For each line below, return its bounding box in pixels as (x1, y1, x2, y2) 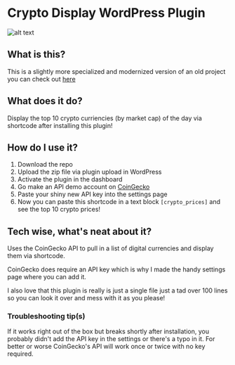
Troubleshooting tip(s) (7, 312, 86, 321)
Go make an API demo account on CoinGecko (17, 183, 150, 191)
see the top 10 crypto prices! (17, 205, 100, 214)
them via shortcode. (7, 252, 65, 260)
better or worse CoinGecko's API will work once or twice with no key (7, 342, 206, 351)
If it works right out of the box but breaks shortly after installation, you (7, 327, 209, 335)
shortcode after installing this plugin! (7, 121, 114, 129)
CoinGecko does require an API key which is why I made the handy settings (7, 265, 226, 274)
